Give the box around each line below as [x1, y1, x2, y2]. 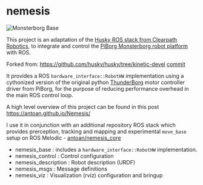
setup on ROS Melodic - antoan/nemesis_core [6, 134, 121, 141]
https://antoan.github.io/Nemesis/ [6, 109, 91, 117]
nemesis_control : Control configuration [15, 152, 114, 160]
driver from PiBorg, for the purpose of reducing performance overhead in [6, 85, 189, 92]
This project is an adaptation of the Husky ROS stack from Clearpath [6, 36, 178, 43]
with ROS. [6, 48, 32, 56]
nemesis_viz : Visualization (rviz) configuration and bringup [15, 171, 163, 179]
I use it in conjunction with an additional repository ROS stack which [6, 121, 176, 128]
